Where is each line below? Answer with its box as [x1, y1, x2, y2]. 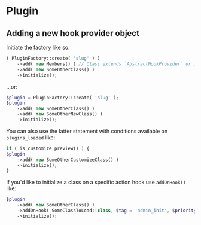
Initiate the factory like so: [6, 44, 70, 51]
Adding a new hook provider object [6, 28, 139, 38]
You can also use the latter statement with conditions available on [6, 127, 168, 135]
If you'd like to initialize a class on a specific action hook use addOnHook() [6, 178, 186, 186]
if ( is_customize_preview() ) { [6, 145, 90, 151]
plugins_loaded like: [6, 133, 56, 141]
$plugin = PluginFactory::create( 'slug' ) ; [6, 95, 119, 101]
